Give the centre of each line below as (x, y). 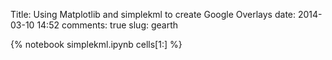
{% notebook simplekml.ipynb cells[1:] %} (96, 44)
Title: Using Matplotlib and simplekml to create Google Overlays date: (153, 14)
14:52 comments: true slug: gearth (107, 25)
